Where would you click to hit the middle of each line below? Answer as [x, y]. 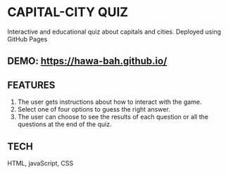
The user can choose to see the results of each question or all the [113, 117]
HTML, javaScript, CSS [40, 163]
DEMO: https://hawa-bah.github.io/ [87, 61]
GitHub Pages [27, 39]
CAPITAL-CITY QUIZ [68, 12]
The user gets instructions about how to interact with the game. [109, 102]
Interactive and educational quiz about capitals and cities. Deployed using [114, 32]
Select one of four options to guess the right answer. [94, 109]
